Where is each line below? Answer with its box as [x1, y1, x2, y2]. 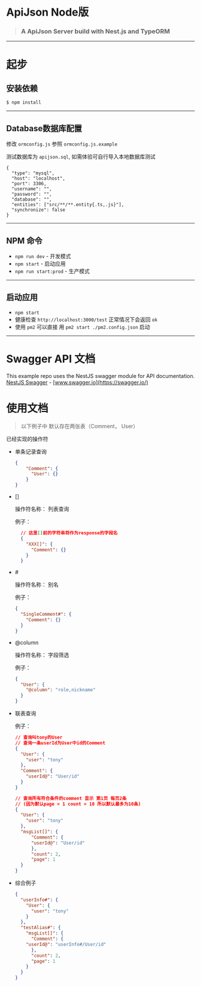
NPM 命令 [6, 235, 43, 246]
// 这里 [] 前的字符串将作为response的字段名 [20, 530, 118, 536]
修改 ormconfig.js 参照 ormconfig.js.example [6, 140, 118, 147]
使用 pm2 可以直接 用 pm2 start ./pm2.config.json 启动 [14, 323, 151, 330]
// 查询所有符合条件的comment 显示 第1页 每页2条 [14, 795, 127, 801]
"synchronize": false [11, 207, 66, 213]
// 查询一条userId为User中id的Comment [14, 740, 106, 746]
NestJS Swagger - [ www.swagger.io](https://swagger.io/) [6, 379, 148, 386]
